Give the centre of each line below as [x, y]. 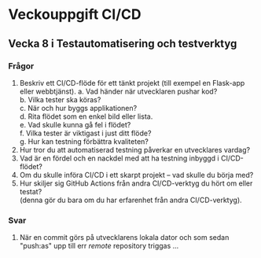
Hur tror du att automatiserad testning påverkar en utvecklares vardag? [134, 149]
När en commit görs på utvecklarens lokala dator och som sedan [124, 238]
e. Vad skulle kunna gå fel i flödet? [75, 124]
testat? [31, 191]
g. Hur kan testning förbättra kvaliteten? [84, 141]
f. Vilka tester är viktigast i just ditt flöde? [85, 133]
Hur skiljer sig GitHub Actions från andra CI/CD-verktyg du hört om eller [136, 183]
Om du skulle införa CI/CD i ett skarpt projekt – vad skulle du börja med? [136, 175]
